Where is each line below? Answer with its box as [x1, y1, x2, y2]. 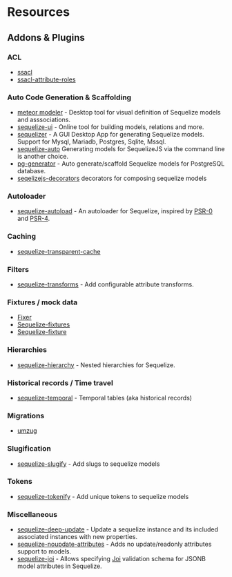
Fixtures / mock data [7, 297, 78, 307]
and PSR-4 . [17, 215, 50, 223]
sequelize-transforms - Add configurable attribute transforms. [17, 280, 195, 288]
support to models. [17, 547, 71, 556]
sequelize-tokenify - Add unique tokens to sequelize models [17, 492, 189, 500]
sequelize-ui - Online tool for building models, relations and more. [17, 123, 204, 131]
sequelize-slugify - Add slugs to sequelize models [17, 460, 160, 468]
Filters [7, 264, 30, 274]
